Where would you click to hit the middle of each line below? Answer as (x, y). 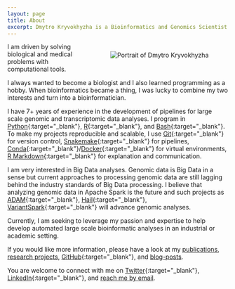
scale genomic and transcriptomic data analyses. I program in (96, 119)
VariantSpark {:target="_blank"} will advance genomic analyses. (99, 207)
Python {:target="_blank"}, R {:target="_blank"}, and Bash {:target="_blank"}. (116, 127)
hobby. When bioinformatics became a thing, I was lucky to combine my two (117, 90)
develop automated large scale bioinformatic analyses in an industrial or (111, 229)
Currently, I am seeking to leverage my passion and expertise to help (106, 221)
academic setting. (33, 236)
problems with (28, 62)
